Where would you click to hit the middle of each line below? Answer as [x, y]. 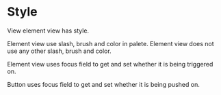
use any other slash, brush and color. [59, 51]
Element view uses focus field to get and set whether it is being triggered [110, 64]
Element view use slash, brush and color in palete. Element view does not [110, 43]
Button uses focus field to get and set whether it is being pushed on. [103, 84]
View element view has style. [48, 31]
